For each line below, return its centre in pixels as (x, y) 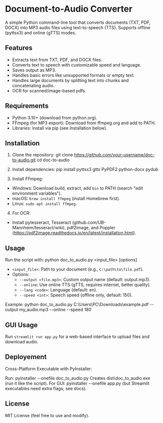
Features (19, 48)
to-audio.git (24, 160)
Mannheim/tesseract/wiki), (39, 228)
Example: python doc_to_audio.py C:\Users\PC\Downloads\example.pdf (77, 305)
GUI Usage (21, 325)
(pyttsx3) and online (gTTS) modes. (41, 33)
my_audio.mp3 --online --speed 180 (55, 310)
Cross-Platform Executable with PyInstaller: (49, 369)
